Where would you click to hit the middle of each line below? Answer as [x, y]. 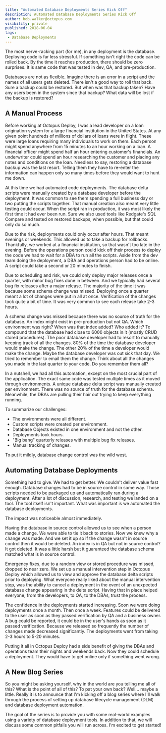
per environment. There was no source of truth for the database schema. [80, 389]
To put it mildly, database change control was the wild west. [66, 455]
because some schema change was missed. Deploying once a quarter [77, 291]
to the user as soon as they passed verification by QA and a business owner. [83, 615]
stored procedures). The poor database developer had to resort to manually [82, 337]
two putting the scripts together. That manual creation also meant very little [82, 203]
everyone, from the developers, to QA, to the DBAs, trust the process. [76, 595]
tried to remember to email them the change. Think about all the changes [80, 358]
